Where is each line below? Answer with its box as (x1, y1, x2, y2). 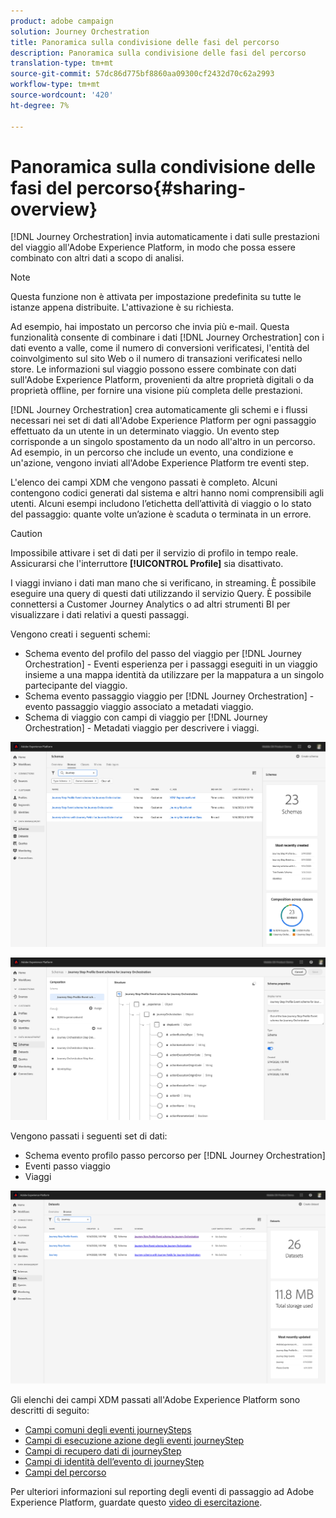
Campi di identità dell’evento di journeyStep (24, 1456, 205, 1467)
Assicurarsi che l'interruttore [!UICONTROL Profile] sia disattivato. (10, 558, 284, 570)
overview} (10, 198, 98, 220)
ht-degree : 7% (10, 100, 70, 110)
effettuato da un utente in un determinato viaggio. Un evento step (10, 425, 280, 437)
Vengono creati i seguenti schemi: (10, 628, 151, 640)
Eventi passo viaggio (24, 1160, 111, 1172)
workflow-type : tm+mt (10, 80, 101, 90)
